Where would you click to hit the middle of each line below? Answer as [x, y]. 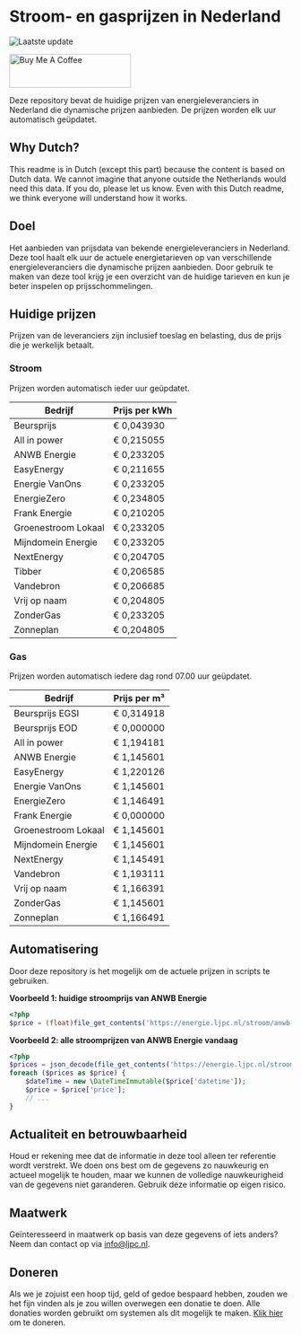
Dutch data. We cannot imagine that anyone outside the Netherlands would [148, 179]
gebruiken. [29, 980]
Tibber [28, 571]
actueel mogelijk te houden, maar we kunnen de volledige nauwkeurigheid [146, 1175]
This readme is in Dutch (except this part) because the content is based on [147, 169]
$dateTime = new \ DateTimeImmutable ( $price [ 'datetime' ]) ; [136, 1082]
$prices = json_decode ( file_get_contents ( [90, 1065]
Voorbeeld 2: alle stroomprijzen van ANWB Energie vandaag [124, 1040]
